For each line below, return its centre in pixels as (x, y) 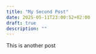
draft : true (21, 23)
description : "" (27, 28)
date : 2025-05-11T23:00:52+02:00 (48, 17)
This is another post (31, 46)
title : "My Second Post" (37, 12)
